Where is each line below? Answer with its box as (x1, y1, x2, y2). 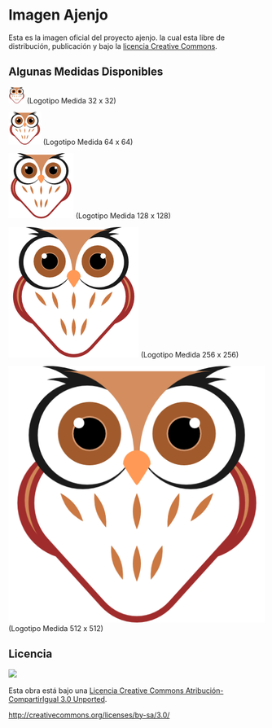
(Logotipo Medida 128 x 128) (75, 210, 171, 221)
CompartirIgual (8, 694, 59, 704)
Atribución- (186, 686, 224, 695)
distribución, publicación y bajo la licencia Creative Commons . (8, 41, 217, 50)
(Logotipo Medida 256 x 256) (140, 349, 239, 359)
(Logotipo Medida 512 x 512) (8, 623, 104, 633)
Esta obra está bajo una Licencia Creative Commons (8, 686, 185, 695)
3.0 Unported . (60, 694, 107, 704)
